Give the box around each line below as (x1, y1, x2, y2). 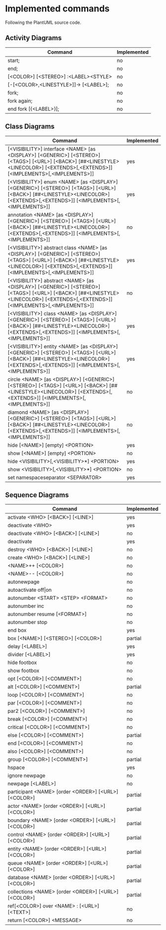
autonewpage (7, 578, 40, 585)
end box (7, 627, 27, 634)
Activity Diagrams (5, 34, 62, 42)
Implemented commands (5, 3, 110, 14)
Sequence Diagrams (5, 490, 69, 499)
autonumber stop (7, 619, 48, 626)
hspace (7, 764, 25, 771)
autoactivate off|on (7, 587, 52, 594)
